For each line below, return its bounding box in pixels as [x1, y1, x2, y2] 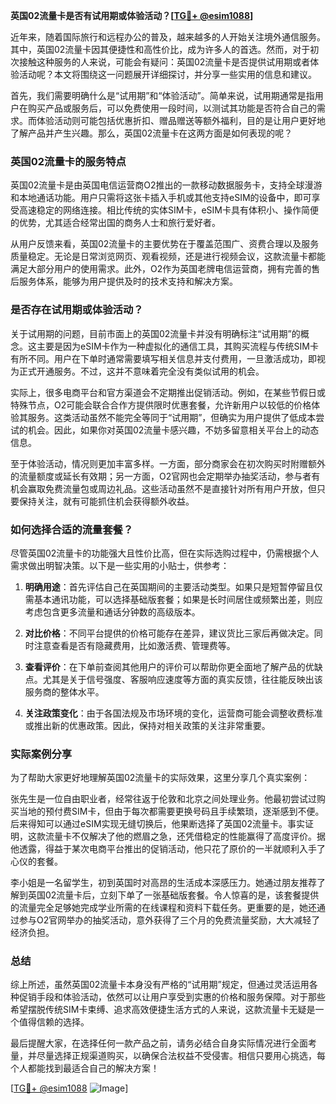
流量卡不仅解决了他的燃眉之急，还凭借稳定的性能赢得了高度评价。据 [44, 830, 326, 843]
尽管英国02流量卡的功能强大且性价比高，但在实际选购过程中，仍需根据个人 [10, 547, 320, 559]
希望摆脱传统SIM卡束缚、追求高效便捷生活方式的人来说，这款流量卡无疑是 [10, 1004, 316, 1016]
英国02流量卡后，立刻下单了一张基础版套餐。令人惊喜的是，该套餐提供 [27, 889, 320, 901]
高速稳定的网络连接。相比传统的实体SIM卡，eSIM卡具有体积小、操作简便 [18, 204, 319, 216]
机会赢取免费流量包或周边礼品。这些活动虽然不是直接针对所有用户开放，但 [10, 482, 317, 494]
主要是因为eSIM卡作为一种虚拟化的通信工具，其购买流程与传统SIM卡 [36, 340, 319, 352]
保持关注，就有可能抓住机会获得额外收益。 [18, 495, 195, 507]
